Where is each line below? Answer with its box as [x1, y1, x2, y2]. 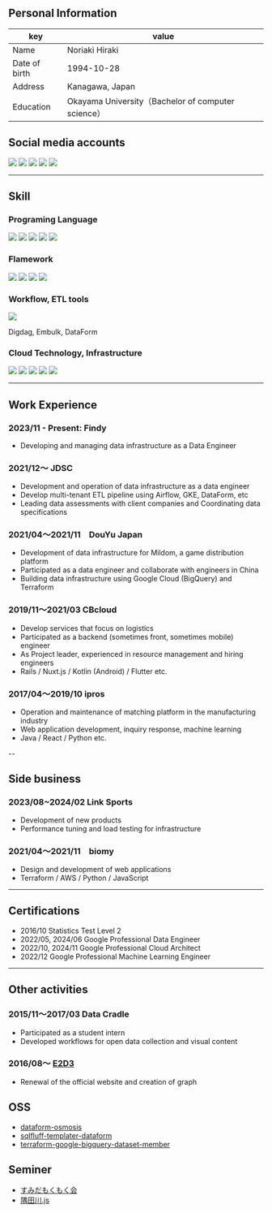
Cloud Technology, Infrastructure [8, 347, 143, 358]
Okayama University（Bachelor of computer [67, 95, 235, 106]
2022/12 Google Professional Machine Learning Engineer [19, 952, 211, 961]
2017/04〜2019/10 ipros [8, 688, 105, 699]
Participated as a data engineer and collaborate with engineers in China [19, 565, 259, 575]
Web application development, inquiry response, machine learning [19, 724, 242, 734]
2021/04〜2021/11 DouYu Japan [8, 529, 143, 541]
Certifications [8, 904, 80, 918]
